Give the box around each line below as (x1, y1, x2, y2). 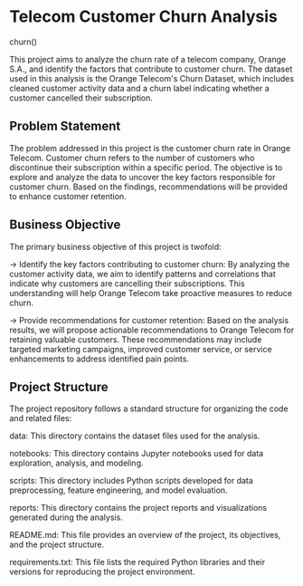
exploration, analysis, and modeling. (9, 457, 144, 468)
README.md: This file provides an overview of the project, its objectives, (9, 530, 281, 541)
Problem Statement (9, 119, 121, 134)
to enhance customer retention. (9, 190, 127, 201)
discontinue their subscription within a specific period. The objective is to (9, 161, 283, 173)
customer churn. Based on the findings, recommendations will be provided (9, 181, 288, 192)
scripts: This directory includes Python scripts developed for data (9, 476, 253, 486)
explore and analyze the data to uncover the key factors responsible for (9, 171, 276, 182)
